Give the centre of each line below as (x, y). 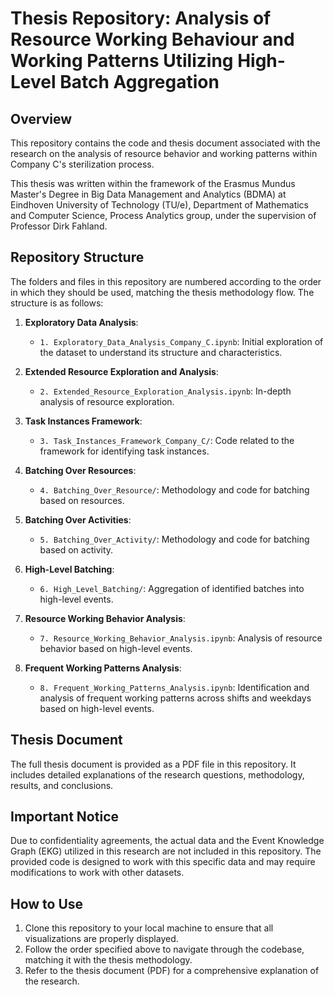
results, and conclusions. (62, 785)
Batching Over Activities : (78, 519)
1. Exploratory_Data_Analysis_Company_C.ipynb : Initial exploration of (181, 341)
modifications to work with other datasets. (97, 873)
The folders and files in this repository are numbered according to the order (166, 281)
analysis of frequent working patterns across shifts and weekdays (175, 698)
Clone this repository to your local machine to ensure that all (149, 928)
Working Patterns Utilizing (122, 61)
